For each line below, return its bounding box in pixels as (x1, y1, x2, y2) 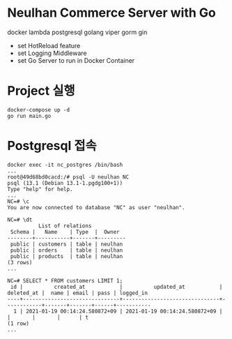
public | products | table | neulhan (10, 253, 123, 259)
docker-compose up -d (7, 106, 70, 113)
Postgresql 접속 (7, 138, 97, 154)
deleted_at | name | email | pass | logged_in (7, 289, 148, 296)
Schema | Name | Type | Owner (10, 228, 120, 235)
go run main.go (7, 112, 52, 119)
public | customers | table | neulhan (10, 241, 123, 248)
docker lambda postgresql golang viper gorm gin (7, 28, 148, 36)
